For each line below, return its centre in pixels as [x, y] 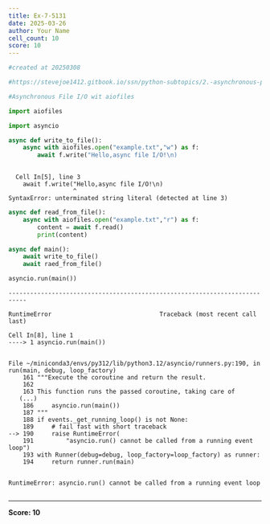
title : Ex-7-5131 [37, 16]
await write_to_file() [61, 257]
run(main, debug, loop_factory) [62, 370]
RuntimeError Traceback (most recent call [133, 314]
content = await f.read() [81, 227]
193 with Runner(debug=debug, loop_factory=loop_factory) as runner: [142, 455]
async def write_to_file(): [55, 140]
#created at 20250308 [45, 68]
